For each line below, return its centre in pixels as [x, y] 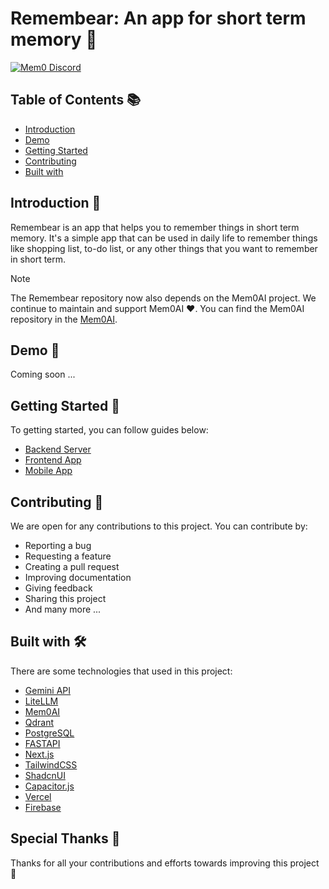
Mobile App [48, 471]
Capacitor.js [49, 786]
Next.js [39, 754]
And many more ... [63, 609]
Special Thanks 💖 [65, 838]
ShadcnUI [45, 775]
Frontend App [53, 460]
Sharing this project [65, 598]
